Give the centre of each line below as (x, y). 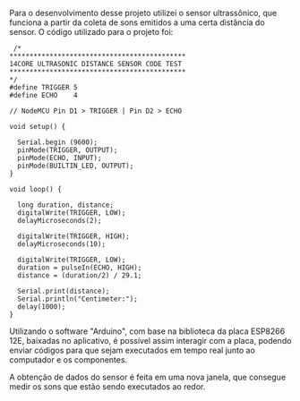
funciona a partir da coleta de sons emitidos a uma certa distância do (137, 22)
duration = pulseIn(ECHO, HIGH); (80, 268)
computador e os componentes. (69, 360)
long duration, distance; (66, 205)
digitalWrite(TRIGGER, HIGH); (73, 236)
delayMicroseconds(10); (61, 244)
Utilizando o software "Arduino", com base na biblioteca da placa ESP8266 (147, 331)
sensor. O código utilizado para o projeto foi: (91, 32)
